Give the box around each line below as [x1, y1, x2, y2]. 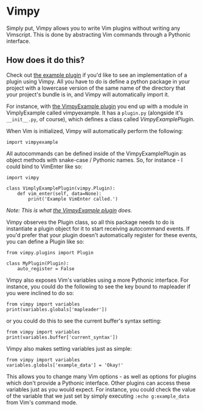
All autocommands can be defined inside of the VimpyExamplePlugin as [6, 149, 187, 157]
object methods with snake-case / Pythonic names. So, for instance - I [6, 156, 183, 163]
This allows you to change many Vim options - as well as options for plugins [6, 373, 196, 380]
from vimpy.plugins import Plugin [6, 249, 94, 256]
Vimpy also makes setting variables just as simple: [6, 345, 132, 352]
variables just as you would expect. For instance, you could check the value [6, 385, 196, 393]
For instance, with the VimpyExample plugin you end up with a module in [6, 102, 188, 110]
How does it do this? [6, 55, 85, 65]
